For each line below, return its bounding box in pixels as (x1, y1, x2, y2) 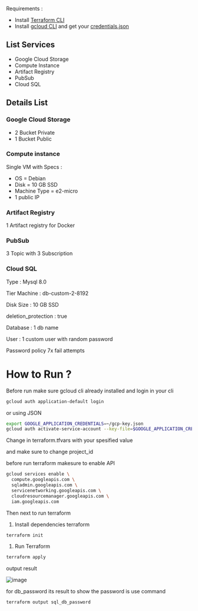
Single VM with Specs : (6, 163, 62, 170)
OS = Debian (14, 174, 46, 182)
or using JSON (6, 409, 42, 416)
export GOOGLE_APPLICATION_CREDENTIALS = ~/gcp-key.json (6, 421, 144, 427)
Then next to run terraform (6, 509, 71, 516)
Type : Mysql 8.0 (6, 278, 47, 285)
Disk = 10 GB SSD (14, 181, 58, 188)
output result (6, 565, 37, 572)
